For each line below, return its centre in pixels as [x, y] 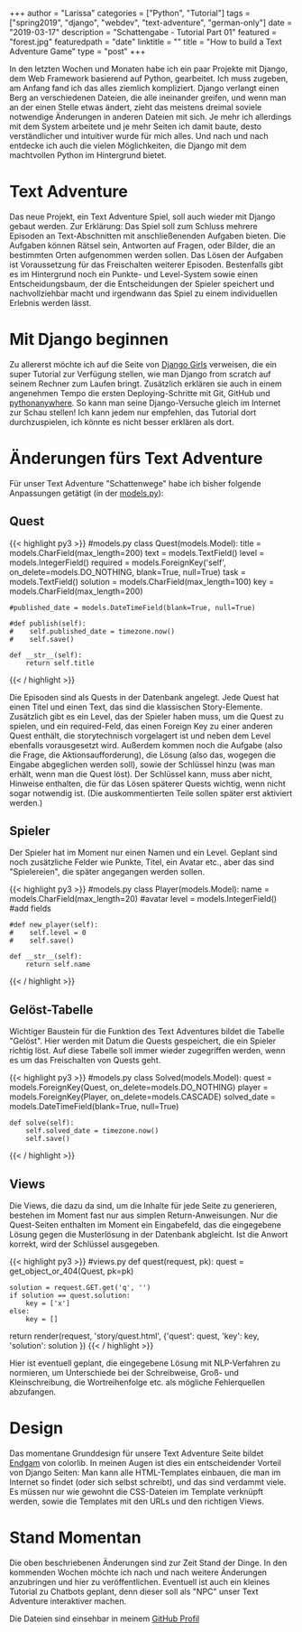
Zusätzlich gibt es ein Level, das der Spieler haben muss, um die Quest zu [146, 716]
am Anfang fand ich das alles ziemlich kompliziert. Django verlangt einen [144, 88]
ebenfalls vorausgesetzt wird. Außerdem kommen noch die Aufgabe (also [146, 745]
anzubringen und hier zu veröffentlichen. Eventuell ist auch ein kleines [140, 1581]
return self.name [58, 965]
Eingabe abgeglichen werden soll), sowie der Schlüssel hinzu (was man [142, 764]
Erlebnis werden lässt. [50, 302]
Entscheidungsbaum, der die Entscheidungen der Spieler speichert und [142, 283]
